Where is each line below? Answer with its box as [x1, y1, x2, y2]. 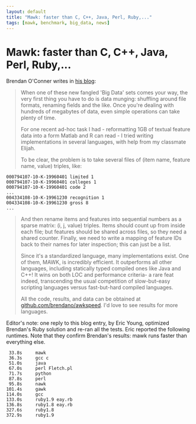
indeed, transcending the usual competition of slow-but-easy [20, 277, 171, 285]
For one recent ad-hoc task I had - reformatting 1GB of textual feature [20, 126, 191, 133]
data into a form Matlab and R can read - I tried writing [20, 132, 154, 140]
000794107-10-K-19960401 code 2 [6, 185, 86, 191]
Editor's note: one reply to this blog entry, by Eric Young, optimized [6, 319, 170, 327]
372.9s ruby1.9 [6, 412, 54, 419]
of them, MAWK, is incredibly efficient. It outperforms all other [20, 259, 172, 266]
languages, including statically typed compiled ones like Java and [20, 265, 181, 272]
